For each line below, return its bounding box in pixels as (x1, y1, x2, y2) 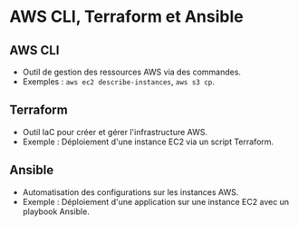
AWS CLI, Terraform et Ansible (9, 6, 244, 27)
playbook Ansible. (22, 206, 91, 217)
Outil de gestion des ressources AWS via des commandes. (22, 66, 242, 77)
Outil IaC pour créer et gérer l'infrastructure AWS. (22, 126, 208, 137)
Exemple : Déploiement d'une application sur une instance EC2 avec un (22, 196, 290, 207)
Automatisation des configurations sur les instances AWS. (22, 186, 239, 197)
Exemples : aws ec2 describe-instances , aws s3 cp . (22, 76, 215, 87)
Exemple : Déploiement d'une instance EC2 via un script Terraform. (22, 136, 274, 147)
